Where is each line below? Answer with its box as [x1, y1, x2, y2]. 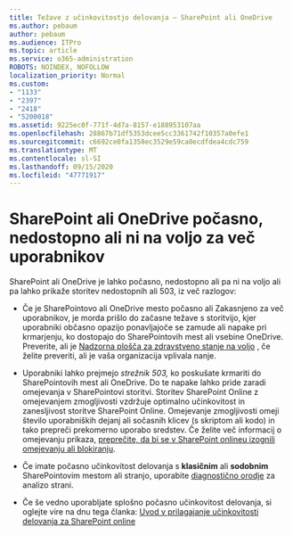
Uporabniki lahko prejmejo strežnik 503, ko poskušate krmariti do [21, 367, 262, 379]
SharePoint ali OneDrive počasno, [9, 209, 264, 229]
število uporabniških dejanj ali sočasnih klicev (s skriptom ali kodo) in [21, 416, 275, 426]
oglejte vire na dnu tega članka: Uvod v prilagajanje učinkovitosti [21, 506, 259, 517]
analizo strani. [21, 480, 74, 490]
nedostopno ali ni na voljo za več [9, 228, 256, 248]
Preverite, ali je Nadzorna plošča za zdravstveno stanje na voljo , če [21, 341, 272, 352]
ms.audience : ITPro [9, 37, 82, 47]
